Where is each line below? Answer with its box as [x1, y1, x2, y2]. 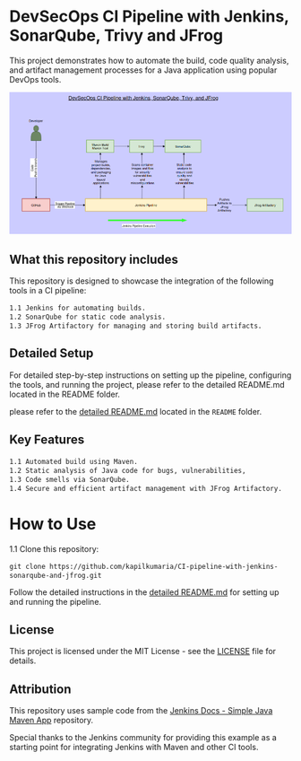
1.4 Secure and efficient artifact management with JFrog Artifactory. [9, 484, 282, 493]
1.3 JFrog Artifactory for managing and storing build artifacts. [9, 321, 262, 330]
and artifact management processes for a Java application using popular [9, 65, 278, 75]
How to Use [9, 513, 97, 534]
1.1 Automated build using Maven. [9, 457, 139, 466]
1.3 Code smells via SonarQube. [9, 475, 130, 484]
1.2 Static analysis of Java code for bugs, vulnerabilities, [9, 466, 246, 475]
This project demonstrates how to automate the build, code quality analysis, [9, 55, 289, 66]
